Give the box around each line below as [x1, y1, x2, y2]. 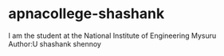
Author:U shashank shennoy [8, 39, 102, 48]
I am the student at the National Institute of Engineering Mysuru [8, 31, 217, 40]
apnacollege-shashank [8, 5, 165, 23]
